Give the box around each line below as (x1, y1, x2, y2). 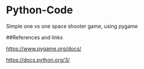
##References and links (6, 34, 63, 41)
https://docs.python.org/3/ (6, 56, 70, 63)
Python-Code (6, 3, 73, 17)
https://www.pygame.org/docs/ (6, 45, 82, 52)
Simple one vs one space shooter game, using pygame (6, 23, 138, 30)
